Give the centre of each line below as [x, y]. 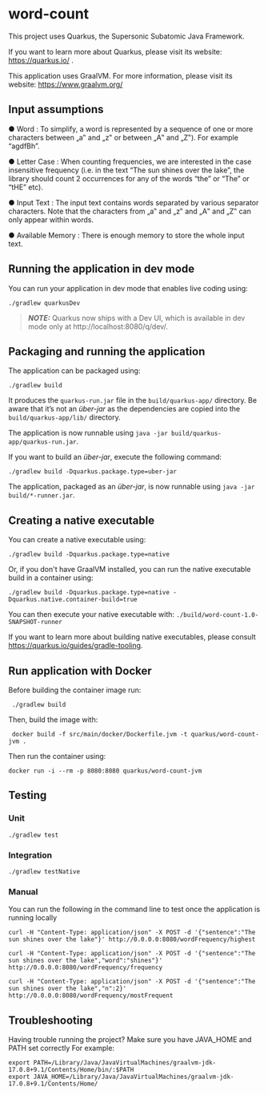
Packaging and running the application [107, 351]
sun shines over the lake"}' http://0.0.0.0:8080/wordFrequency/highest [132, 939]
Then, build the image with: [53, 720]
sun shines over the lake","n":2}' [68, 989]
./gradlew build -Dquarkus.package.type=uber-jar [93, 472]
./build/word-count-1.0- [217, 615]
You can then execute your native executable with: [91, 614]
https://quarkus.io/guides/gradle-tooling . [76, 646]
